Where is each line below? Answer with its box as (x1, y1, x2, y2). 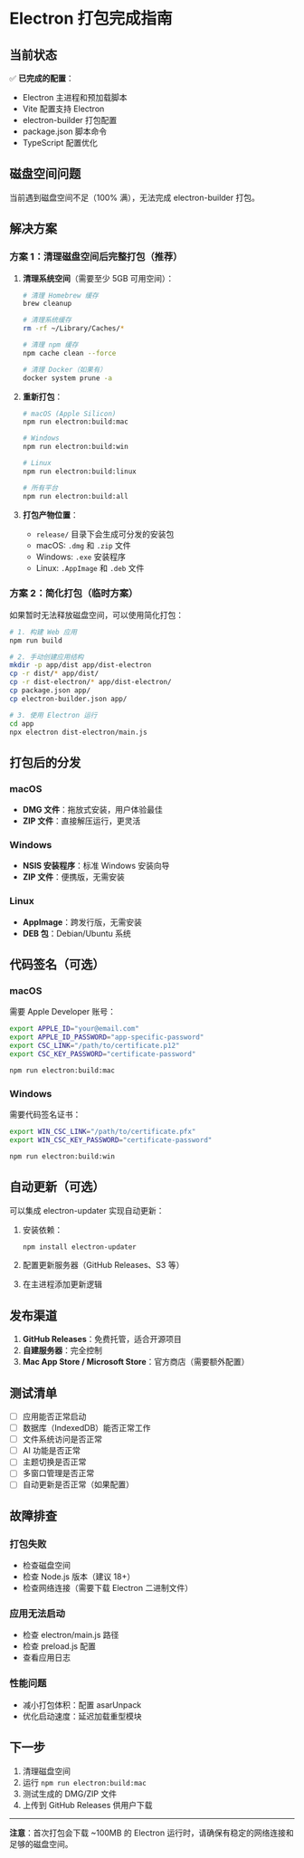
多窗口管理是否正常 (22, 1468, 95, 1479)
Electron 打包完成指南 (9, 8, 173, 29)
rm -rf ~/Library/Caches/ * (22, 324, 125, 333)
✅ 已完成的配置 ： (9, 73, 74, 83)
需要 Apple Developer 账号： (9, 1006, 116, 1017)
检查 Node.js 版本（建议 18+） (22, 1571, 136, 1582)
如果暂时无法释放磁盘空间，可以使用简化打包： (9, 609, 184, 620)
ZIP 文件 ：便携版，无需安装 (22, 872, 125, 882)
